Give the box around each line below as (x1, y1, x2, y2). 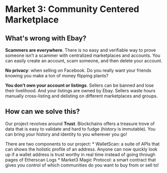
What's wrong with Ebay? (5, 34, 87, 42)
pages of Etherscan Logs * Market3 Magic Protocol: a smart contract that (5, 157, 156, 163)
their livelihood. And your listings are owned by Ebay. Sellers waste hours (5, 88, 156, 93)
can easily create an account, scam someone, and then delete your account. (5, 58, 163, 63)
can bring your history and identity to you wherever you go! (5, 131, 127, 137)
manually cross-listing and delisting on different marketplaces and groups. (5, 93, 158, 99)
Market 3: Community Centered (5, 3, 140, 15)
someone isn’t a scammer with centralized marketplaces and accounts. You (5, 52, 161, 58)
